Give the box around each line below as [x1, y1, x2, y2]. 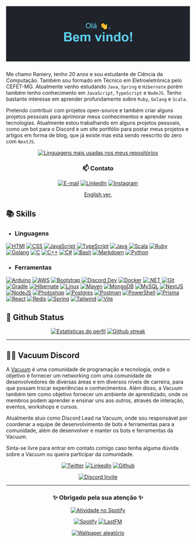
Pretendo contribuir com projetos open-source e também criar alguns [6, 107, 174, 114]
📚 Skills [6, 208, 36, 219]
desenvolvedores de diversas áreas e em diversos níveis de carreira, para [6, 378, 184, 386]
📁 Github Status [6, 312, 64, 322]
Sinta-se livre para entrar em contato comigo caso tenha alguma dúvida [6, 445, 179, 452]
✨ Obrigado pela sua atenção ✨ [52, 493, 143, 502]
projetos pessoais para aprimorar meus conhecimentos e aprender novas [6, 113, 183, 120]
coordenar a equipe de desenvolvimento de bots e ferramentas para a [6, 421, 175, 428]
